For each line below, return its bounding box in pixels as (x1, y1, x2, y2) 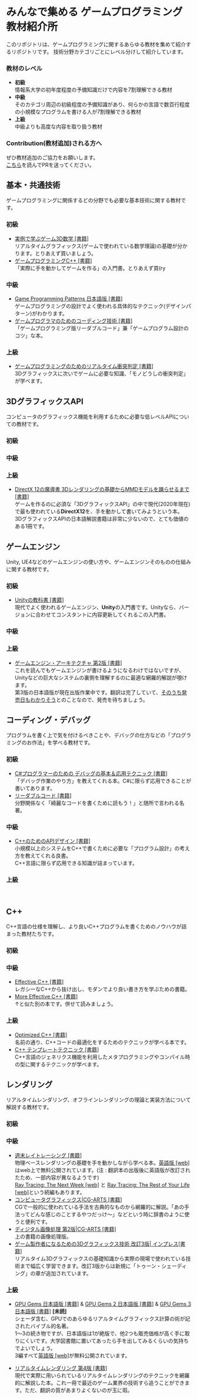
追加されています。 (45, 1269, 92, 1277)
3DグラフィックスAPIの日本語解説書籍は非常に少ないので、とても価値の (14, 515, 189, 523)
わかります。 (37, 310, 68, 317)
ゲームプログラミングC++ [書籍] (14, 257, 92, 264)
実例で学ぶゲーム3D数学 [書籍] (14, 235, 89, 242)
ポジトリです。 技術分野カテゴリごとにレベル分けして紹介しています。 (16, 48, 187, 55)
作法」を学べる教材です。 (31, 739, 94, 746)
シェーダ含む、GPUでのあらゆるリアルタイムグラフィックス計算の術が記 (14, 1315, 191, 1322)
